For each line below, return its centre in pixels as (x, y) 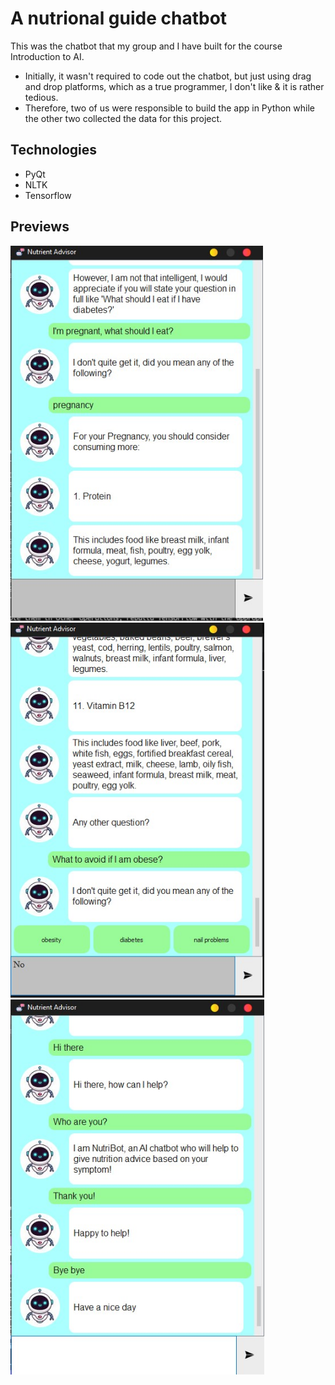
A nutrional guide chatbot (119, 18)
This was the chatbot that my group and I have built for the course (146, 46)
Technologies (54, 150)
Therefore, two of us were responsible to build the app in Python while (169, 108)
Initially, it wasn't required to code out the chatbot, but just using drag (168, 76)
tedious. (41, 97)
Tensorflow (48, 195)
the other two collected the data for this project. (123, 118)
